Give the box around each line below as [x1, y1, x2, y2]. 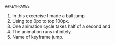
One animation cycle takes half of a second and [12, 23, 111, 29]
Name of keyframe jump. [12, 34, 64, 40]
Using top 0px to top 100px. [12, 18, 70, 24]
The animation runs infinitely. [12, 29, 72, 34]
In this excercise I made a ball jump [12, 13, 85, 19]
